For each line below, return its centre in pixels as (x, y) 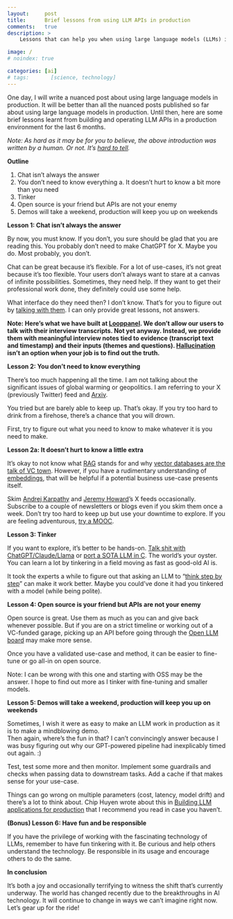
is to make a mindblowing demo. (53, 731)
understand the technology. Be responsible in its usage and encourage (108, 851)
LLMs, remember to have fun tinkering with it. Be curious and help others (112, 844)
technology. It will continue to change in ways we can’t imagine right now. (112, 900)
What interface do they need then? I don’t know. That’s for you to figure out (114, 302)
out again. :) (24, 753)
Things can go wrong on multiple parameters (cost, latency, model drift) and (116, 795)
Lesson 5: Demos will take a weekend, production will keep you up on (109, 702)
